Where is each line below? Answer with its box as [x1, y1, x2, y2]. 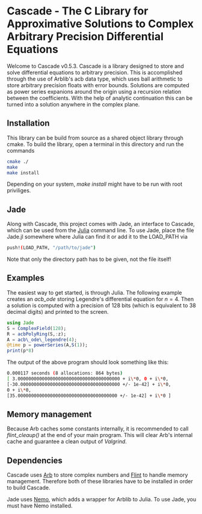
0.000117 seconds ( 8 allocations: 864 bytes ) [7, 370, 123, 376]
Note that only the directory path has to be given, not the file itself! [7, 255, 172, 263]
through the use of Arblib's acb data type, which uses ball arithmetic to [7, 75, 183, 82]
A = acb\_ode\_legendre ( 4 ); [7, 337, 78, 343]
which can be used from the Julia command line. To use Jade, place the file [7, 227, 194, 234]
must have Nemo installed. [7, 502, 73, 509]
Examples [7, 273, 44, 283]
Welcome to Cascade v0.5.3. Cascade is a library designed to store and [7, 62, 184, 70]
